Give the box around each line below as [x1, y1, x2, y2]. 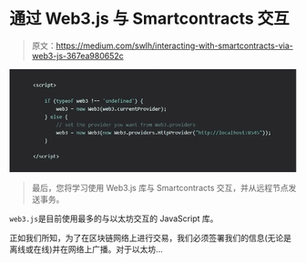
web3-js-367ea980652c [31, 50, 125, 61]
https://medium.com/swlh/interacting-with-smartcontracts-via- [56, 40, 294, 51]
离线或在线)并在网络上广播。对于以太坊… [9, 243, 164, 255]
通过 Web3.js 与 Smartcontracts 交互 [9, 8, 290, 29]
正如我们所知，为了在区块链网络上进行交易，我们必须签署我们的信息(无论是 [9, 232, 292, 243]
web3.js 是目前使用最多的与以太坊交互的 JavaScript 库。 [9, 213, 219, 224]
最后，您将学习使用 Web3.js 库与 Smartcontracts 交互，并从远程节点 [31, 182, 289, 193]
